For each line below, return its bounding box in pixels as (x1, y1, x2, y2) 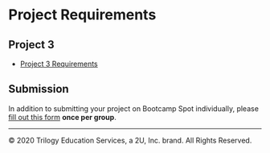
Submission (8, 82, 70, 96)
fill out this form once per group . (8, 112, 117, 122)
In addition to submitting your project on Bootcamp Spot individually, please (8, 103, 260, 114)
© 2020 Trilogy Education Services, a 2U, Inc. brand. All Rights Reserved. (8, 135, 252, 145)
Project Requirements (8, 6, 157, 24)
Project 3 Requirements (19, 59, 98, 68)
